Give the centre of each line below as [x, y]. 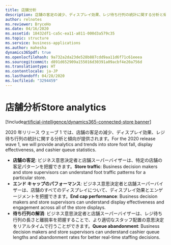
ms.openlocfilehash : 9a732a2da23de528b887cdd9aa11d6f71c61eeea [74, 57]
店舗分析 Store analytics [56, 107]
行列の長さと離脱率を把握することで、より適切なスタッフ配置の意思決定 [88, 220]
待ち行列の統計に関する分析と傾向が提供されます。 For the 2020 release [80, 138]
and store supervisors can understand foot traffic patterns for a [79, 172]
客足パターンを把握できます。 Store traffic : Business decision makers [85, 166]
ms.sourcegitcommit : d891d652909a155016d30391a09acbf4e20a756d [74, 62]
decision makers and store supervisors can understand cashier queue [86, 232]
